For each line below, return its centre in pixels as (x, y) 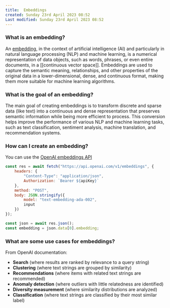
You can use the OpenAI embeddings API (49, 157)
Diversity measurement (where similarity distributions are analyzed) (85, 289)
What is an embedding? (35, 37)
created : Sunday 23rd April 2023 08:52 (48, 15)
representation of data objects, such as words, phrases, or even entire (79, 59)
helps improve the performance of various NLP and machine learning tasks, (85, 122)
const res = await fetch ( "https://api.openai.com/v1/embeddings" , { (80, 167)
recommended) (29, 278)
